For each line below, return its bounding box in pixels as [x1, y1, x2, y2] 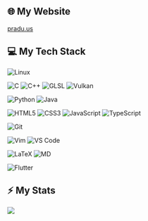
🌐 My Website [7, 6, 71, 18]
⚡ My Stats [7, 184, 56, 196]
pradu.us [7, 24, 34, 32]
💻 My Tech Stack [7, 46, 86, 58]
